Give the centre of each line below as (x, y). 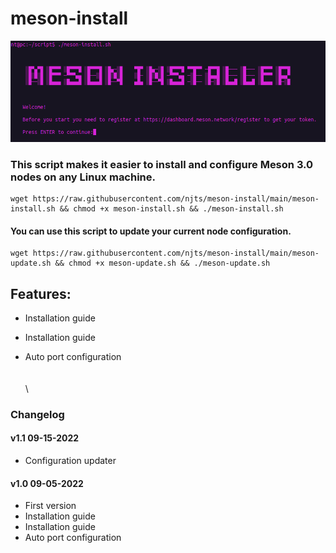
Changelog (37, 414)
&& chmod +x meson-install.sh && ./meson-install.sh (171, 208)
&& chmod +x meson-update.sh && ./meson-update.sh (162, 263)
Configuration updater (70, 461)
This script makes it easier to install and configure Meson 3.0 (162, 164)
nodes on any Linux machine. (83, 177)
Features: (41, 293)
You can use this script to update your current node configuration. (151, 231)
